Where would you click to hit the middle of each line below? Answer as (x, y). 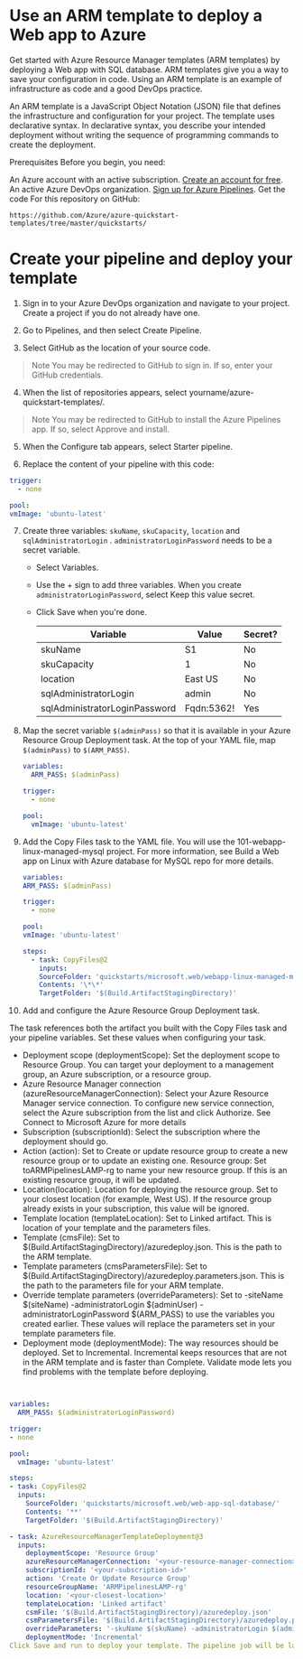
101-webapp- (262, 842)
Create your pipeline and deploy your (151, 259)
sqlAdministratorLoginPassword (108, 708)
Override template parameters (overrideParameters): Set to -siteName (153, 1295)
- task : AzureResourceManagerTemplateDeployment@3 (106, 1536)
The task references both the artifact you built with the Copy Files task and (148, 1028)
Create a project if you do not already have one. (111, 312)
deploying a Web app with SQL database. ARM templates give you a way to (149, 70)
